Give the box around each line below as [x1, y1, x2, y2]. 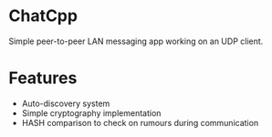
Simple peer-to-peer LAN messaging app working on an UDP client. [8, 36, 264, 47]
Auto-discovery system [21, 98, 110, 109]
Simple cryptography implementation [21, 107, 162, 119]
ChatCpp [8, 5, 78, 26]
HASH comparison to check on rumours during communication [21, 117, 259, 128]
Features [8, 68, 78, 89]
